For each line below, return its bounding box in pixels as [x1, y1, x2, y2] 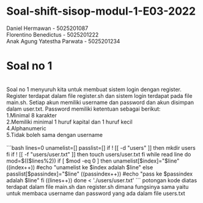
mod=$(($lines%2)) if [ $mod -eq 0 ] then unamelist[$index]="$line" [6, 157, 180, 164]
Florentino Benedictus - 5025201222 [6, 31, 99, 38]
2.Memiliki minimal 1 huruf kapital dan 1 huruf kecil [6, 118, 133, 125]
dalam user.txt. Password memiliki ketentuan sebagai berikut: [6, 105, 161, 113]
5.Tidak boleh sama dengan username [6, 131, 103, 138]
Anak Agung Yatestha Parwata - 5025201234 [6, 37, 120, 45]
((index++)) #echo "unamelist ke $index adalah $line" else [6, 163, 153, 171]
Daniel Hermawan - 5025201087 [6, 24, 89, 32]
